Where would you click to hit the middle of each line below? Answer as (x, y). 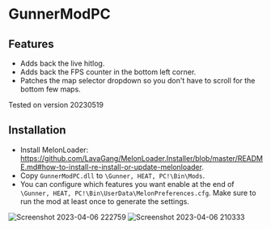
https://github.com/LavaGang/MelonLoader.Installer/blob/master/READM (142, 158)
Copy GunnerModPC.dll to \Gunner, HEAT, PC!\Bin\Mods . (112, 176)
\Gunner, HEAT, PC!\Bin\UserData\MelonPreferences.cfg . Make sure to (138, 193)
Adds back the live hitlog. (62, 63)
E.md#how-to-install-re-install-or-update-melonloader (111, 167)
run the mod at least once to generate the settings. (105, 201)
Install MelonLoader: (54, 150)
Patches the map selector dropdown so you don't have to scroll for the (138, 81)
